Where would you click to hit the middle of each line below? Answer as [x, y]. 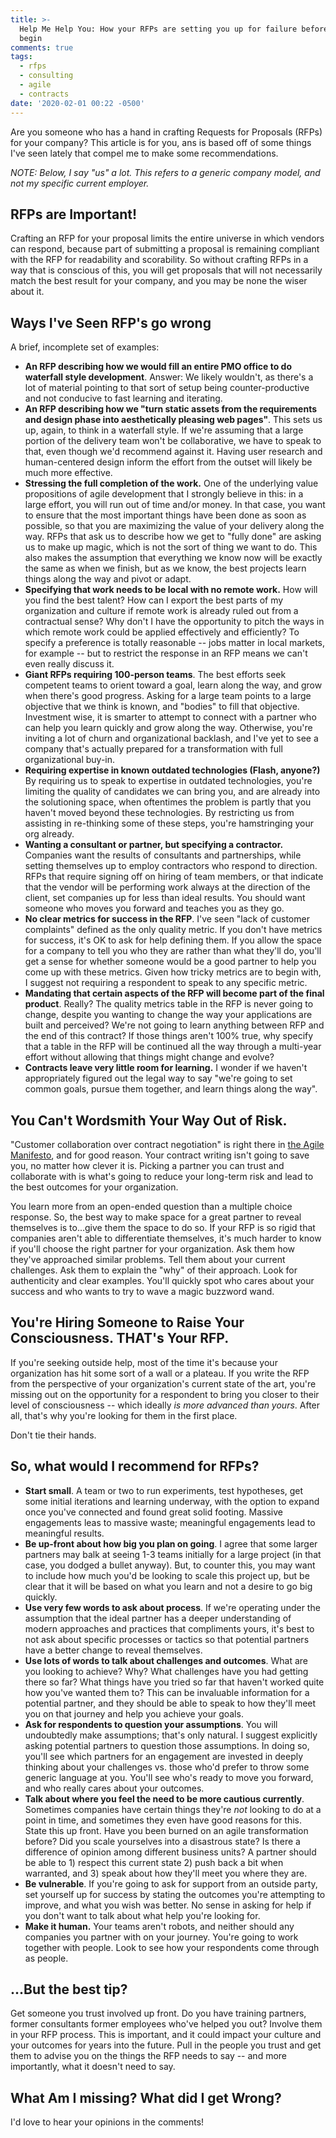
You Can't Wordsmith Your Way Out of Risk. [149, 1120]
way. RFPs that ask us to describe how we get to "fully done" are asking [173, 537]
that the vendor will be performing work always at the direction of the [167, 887]
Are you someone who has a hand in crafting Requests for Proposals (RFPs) [166, 132]
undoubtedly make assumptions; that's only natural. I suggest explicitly [171, 1735]
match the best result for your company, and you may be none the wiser [159, 281]
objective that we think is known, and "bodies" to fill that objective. [162, 707]
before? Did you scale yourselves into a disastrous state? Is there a [162, 1841]
